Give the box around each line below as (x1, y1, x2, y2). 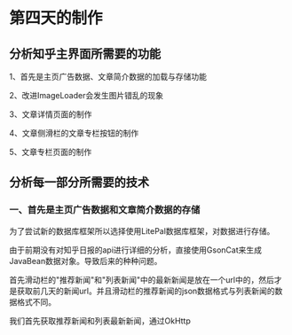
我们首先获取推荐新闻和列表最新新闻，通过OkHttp (9, 316, 191, 326)
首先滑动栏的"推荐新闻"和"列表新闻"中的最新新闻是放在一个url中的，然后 (9, 274, 275, 284)
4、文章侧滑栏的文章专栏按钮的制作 (9, 128, 139, 138)
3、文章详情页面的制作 (9, 109, 92, 120)
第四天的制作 (9, 8, 104, 28)
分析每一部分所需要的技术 (9, 175, 149, 191)
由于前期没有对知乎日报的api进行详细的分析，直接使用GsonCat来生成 (9, 245, 262, 255)
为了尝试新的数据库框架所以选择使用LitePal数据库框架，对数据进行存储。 (9, 225, 275, 236)
